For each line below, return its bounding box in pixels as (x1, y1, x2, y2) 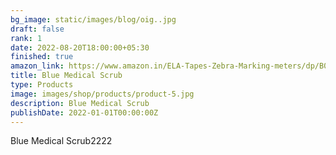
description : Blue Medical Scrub (10, 98, 150, 108)
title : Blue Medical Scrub (10, 71, 123, 81)
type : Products (10, 80, 74, 90)
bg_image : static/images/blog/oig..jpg (10, 14, 177, 25)
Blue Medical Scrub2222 (10, 135, 113, 147)
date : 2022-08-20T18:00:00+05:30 (10, 42, 150, 53)
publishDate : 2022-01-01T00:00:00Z (10, 107, 159, 118)
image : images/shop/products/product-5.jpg (10, 89, 195, 99)
